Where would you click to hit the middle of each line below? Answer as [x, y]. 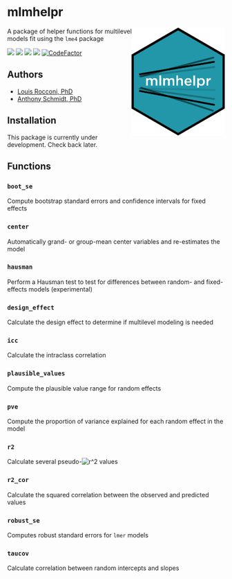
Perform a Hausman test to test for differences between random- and [106, 282]
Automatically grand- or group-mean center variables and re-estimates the [114, 241]
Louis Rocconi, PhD [45, 91]
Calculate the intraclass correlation [57, 355]
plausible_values [36, 374]
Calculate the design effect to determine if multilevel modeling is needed [110, 322]
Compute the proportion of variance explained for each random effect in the [115, 421]
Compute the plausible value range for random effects [84, 388]
